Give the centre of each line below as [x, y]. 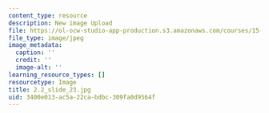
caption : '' [36, 53]
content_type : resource [48, 16]
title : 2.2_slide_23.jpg [50, 90]
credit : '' [34, 60]
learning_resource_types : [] [57, 75]
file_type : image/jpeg [46, 38]
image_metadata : [35, 45]
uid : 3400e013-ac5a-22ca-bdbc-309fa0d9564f [82, 97]
